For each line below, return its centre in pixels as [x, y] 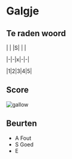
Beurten [22, 124]
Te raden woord [36, 33]
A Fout [23, 138]
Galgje [23, 11]
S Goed [24, 144]
